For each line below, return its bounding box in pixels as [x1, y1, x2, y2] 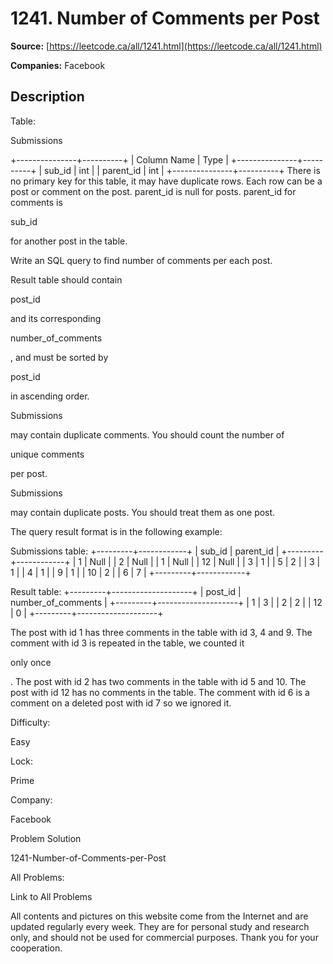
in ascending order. [10, 390, 90, 402]
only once [10, 656, 52, 668]
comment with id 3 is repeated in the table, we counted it [10, 637, 245, 649]
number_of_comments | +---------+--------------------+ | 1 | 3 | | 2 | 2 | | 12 [10, 596, 323, 608]
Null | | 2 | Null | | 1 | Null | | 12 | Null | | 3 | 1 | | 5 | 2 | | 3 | [89, 555, 321, 567]
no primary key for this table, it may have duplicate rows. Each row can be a [10, 175, 323, 187]
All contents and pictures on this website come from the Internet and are [10, 910, 309, 922]
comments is [10, 196, 63, 208]
